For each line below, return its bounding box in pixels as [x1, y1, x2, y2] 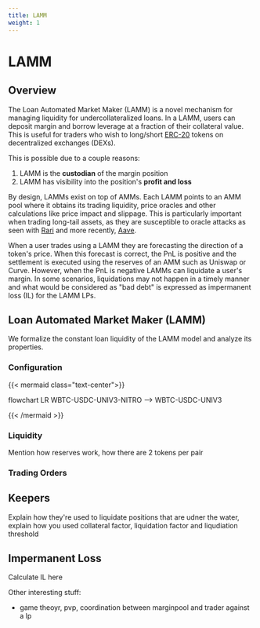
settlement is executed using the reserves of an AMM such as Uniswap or [8, 257, 247, 267]
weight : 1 [8, 19, 41, 27]
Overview [8, 84, 57, 97]
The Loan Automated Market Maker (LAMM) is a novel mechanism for [8, 104, 233, 114]
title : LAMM [8, 11, 47, 20]
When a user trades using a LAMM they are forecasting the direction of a [8, 240, 244, 250]
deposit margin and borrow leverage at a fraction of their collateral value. [8, 121, 244, 130]
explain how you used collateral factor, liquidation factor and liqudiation [8, 520, 239, 530]
